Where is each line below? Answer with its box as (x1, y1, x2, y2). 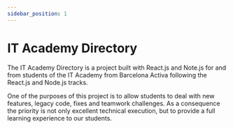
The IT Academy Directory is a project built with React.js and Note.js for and (7, 63, 227, 72)
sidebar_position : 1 (7, 10, 68, 17)
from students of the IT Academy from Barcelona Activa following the (7, 70, 208, 79)
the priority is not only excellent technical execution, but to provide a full (7, 106, 216, 115)
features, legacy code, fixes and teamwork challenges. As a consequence (7, 99, 220, 107)
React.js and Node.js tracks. (7, 78, 89, 86)
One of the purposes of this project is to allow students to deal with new (7, 91, 215, 100)
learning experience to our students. (7, 114, 112, 122)
